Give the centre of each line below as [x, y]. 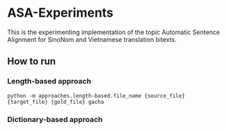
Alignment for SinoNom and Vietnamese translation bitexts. [92, 39]
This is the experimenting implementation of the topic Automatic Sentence [114, 32]
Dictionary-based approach [55, 119]
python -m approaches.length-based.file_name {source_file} [96, 95]
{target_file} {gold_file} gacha [56, 102]
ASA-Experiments [60, 13]
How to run [32, 62]
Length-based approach [49, 82]
